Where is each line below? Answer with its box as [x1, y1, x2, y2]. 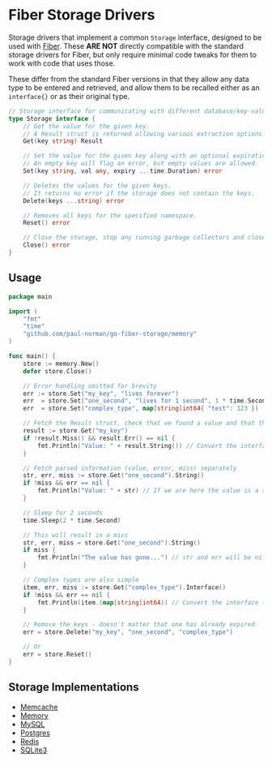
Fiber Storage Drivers [8, 6, 155, 24]
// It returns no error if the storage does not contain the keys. [23, 189, 255, 197]
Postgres [19, 728, 51, 738]
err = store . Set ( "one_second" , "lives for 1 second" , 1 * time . [23, 397, 249, 405]
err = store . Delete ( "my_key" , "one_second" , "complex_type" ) [23, 628, 233, 636]
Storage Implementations [8, 680, 139, 695]
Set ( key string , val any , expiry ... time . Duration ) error [23, 167, 223, 175]
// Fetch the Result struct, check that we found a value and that [23, 420, 255, 428]
